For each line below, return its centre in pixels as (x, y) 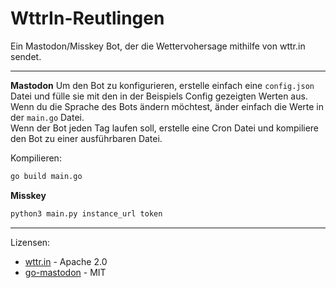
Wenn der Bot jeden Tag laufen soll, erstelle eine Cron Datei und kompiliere (165, 128)
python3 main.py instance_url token (86, 213)
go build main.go (46, 176)
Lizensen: (30, 242)
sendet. (26, 56)
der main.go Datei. (47, 117)
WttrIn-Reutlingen (87, 18)
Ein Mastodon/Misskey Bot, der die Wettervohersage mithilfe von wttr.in (158, 46)
